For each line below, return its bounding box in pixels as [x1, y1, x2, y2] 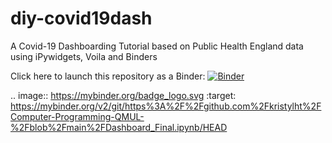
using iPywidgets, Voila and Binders [10, 50, 158, 62]
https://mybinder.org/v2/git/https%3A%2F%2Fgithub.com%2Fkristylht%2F [10, 100, 322, 112]
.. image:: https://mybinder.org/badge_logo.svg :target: [10, 89, 237, 101]
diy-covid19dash [10, 7, 153, 30]
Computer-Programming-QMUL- [10, 110, 145, 122]
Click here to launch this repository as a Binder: [10, 70, 206, 82]
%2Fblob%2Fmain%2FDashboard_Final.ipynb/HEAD [10, 121, 228, 133]
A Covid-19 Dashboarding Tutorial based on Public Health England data [10, 40, 304, 52]
